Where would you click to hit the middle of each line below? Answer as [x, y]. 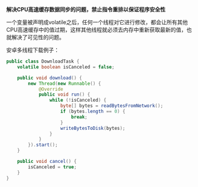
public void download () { [50, 78]
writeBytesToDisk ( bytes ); [93, 128]
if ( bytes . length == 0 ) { [93, 111]
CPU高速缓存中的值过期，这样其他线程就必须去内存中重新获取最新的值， [97, 30]
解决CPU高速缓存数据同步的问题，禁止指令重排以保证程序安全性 [86, 9]
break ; [79, 117]
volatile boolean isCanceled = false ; [66, 67]
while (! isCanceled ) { [78, 100]
